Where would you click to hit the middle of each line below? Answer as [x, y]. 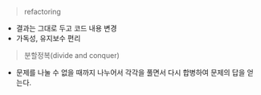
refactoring [43, 12]
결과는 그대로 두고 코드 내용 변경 [66, 28]
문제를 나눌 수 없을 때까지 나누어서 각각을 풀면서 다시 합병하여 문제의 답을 [130, 72]
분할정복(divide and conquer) [72, 55]
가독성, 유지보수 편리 [48, 38]
